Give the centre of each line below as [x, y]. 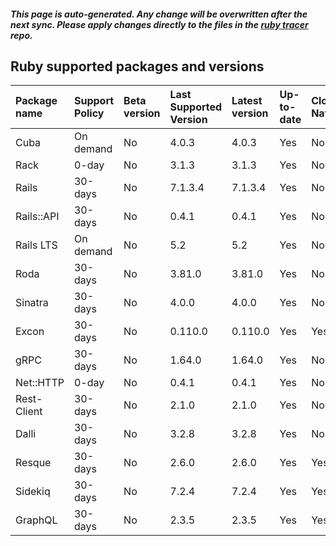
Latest [247, 101]
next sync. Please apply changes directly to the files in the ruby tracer [159, 24]
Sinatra [32, 303]
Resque [33, 463]
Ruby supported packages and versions [137, 66]
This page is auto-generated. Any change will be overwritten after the [159, 14]
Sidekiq [33, 492]
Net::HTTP [40, 383]
